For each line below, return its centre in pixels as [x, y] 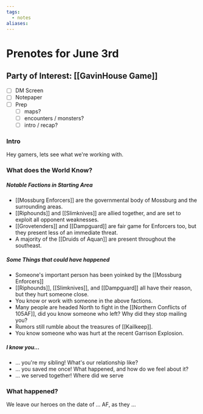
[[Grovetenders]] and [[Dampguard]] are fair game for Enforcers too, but [105, 226]
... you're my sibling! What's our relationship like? [77, 362]
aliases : [17, 23]
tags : [13, 12]
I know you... [23, 347]
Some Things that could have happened [58, 259]
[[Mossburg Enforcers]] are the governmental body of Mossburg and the [106, 200]
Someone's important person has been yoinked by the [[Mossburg [98, 274]
